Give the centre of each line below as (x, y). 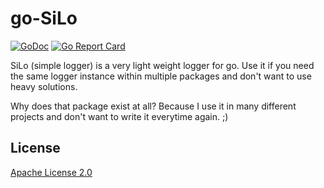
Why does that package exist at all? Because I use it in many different (153, 106)
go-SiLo (44, 18)
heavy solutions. (44, 86)
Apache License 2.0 (51, 172)
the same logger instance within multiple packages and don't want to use (161, 76)
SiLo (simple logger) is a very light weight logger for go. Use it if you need (162, 65)
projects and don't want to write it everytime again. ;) (119, 116)
